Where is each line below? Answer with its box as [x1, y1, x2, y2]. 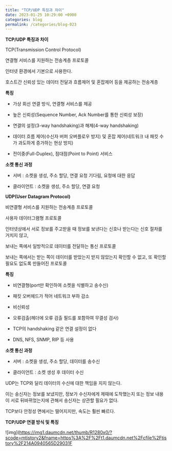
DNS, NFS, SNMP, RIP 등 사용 [12, 336, 74, 343]
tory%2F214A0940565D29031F [5, 440, 73, 446]
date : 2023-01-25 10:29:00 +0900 [5, 12, 77, 17]
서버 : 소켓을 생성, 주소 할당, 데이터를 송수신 [12, 358, 100, 364]
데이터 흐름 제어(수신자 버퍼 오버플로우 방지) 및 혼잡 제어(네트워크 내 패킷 [12, 134, 159, 140]
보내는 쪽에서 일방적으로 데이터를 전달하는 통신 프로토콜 [5, 243, 116, 249]
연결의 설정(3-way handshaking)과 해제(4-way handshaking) [12, 122, 139, 128]
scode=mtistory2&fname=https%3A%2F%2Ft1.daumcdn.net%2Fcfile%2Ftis [5, 435, 167, 441]
